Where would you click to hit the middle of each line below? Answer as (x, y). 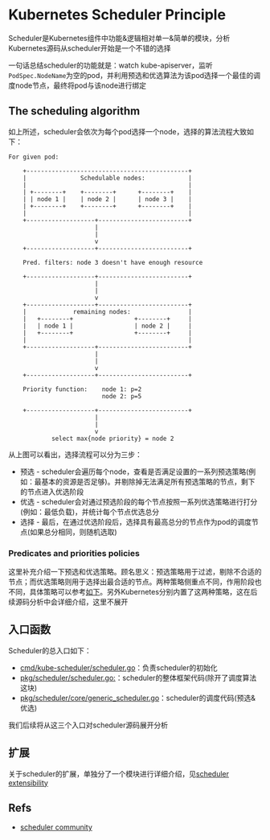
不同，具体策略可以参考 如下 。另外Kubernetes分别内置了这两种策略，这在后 (133, 592)
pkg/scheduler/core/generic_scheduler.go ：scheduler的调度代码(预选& (137, 698)
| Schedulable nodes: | (108, 178)
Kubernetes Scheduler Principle (117, 15)
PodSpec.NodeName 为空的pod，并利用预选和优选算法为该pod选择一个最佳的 (131, 75)
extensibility (28, 783)
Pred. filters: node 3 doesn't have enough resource (113, 262)
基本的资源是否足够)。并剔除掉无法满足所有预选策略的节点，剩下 (148, 481)
